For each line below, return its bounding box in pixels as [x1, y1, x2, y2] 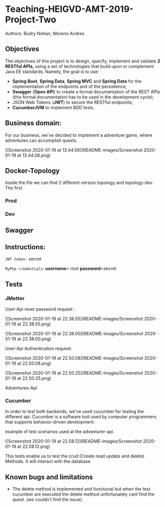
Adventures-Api [5, 385, 38, 391]
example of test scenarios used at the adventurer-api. [5, 429, 115, 435]
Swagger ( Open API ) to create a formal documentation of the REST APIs [12, 88, 161, 95]
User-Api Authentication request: [5, 346, 73, 352]
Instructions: [5, 243, 46, 251]
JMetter [5, 295, 25, 302]
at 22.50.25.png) [17, 376, 51, 381]
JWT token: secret [5, 256, 41, 262]
